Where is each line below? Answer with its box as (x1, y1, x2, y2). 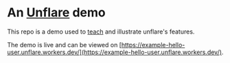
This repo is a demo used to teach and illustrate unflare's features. (7, 27, 195, 36)
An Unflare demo (7, 5, 106, 21)
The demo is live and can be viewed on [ (7, 40, 122, 49)
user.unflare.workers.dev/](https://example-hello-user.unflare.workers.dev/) (7, 48, 222, 56)
